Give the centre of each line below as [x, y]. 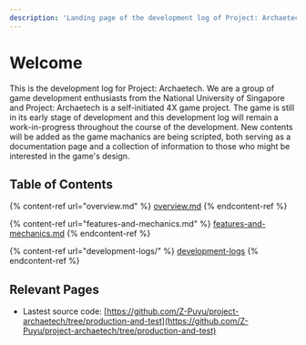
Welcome [46, 62]
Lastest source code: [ [65, 311]
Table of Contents [61, 184]
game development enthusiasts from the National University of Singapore [147, 97]
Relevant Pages [55, 289]
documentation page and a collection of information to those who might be [150, 146]
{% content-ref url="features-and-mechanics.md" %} [110, 224]
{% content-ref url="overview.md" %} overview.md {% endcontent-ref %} [148, 207]
